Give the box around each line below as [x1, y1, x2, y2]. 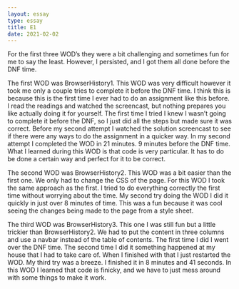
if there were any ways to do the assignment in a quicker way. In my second [7, 132, 230, 141]
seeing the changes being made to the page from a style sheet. [7, 206, 194, 215]
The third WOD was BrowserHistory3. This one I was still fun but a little [7, 220, 216, 229]
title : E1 [7, 24, 37, 31]
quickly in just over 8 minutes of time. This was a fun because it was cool [7, 199, 223, 208]
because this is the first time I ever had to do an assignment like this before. [7, 94, 230, 103]
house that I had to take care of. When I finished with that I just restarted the [7, 250, 231, 259]
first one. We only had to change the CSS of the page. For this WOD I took [7, 176, 225, 185]
